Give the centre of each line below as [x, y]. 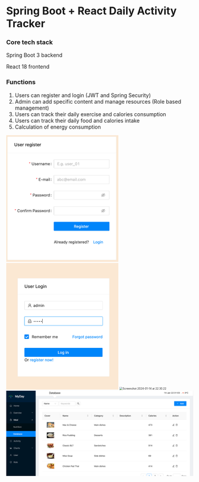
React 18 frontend [28, 67]
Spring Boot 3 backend [34, 55]
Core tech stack [30, 42]
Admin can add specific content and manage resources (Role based [98, 101]
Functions [21, 82]
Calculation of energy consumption [58, 127]
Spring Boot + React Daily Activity [91, 11]
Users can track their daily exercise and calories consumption [90, 114]
